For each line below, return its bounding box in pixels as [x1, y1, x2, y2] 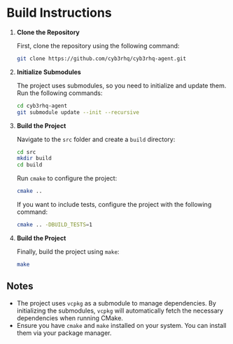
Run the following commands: [16, 89, 103, 97]
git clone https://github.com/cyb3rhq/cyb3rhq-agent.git [16, 55, 187, 62]
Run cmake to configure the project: [16, 174, 118, 182]
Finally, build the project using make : [16, 247, 120, 256]
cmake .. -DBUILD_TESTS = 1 [16, 222, 92, 229]
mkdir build [16, 155, 52, 162]
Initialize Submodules [16, 68, 81, 76]
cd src [16, 148, 36, 155]
